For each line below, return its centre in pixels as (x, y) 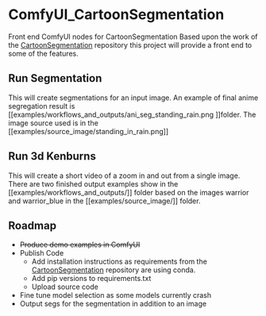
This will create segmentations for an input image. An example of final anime (133, 98)
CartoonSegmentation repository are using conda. (114, 270)
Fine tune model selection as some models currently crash (116, 295)
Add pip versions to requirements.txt (91, 279)
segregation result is (42, 106)
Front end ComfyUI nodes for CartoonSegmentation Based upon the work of (133, 37)
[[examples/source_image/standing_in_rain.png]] (89, 131)
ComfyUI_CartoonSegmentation (116, 15)
